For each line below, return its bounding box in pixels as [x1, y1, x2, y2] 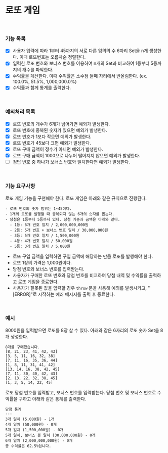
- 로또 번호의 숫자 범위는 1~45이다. [5, 206, 72, 211]
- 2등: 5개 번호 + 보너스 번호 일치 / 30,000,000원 [10, 228, 108, 233]
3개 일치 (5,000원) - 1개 [5, 417, 55, 422]
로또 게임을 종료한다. [18, 279, 59, 285]
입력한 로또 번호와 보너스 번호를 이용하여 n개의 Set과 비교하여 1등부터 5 [12, 60, 153, 66]
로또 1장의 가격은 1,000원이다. [12, 259, 72, 265]
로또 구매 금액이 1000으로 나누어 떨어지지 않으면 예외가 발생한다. [12, 153, 141, 159]
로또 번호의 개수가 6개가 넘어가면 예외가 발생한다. [12, 121, 110, 127]
